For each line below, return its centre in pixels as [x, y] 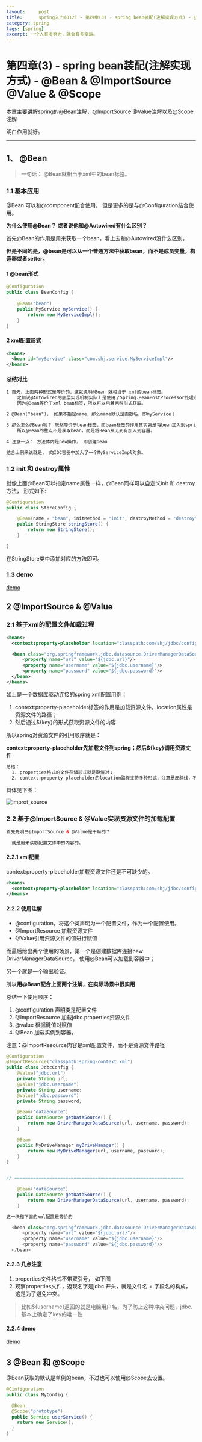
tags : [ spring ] [25, 29]
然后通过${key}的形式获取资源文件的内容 [65, 722]
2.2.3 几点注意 [24, 1264]
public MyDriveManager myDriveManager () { [71, 1145]
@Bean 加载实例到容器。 [46, 1032]
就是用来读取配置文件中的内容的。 [47, 843]
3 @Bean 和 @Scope [46, 1362]
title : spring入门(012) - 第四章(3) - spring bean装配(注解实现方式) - [99, 17]
